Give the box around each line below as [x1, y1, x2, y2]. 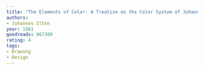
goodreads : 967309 [6, 32, 53, 38]
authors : [6, 15, 29, 21]
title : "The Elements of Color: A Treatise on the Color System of [6, 9, 181, 15]
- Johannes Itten [6, 20, 50, 26]
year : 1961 [6, 26, 34, 32]
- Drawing [6, 49, 32, 55]
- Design [6, 54, 29, 60]
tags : [6, 43, 20, 49]
